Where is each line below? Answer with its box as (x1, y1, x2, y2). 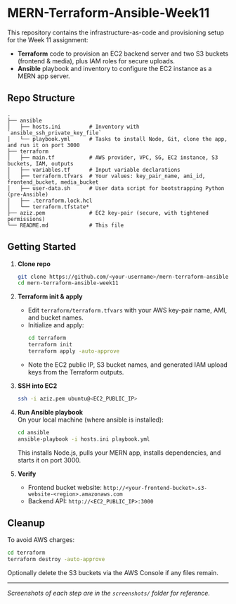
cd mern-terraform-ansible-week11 (17, 279, 119, 287)
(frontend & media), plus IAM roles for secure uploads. (17, 56, 176, 65)
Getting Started (7, 241, 77, 253)
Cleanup (7, 517, 46, 529)
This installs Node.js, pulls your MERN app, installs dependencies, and (17, 448, 221, 457)
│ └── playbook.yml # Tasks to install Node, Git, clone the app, (7, 135, 228, 142)
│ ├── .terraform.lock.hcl (7, 197, 93, 204)
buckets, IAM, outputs (7, 160, 74, 167)
